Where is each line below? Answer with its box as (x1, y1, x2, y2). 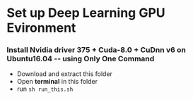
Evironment (6, 20, 76, 36)
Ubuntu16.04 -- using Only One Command (6, 54, 155, 64)
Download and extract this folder (16, 70, 112, 78)
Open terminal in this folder (16, 77, 98, 86)
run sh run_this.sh (16, 85, 74, 93)
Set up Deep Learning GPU (6, 5, 165, 21)
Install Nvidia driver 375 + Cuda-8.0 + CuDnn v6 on (6, 45, 187, 55)
